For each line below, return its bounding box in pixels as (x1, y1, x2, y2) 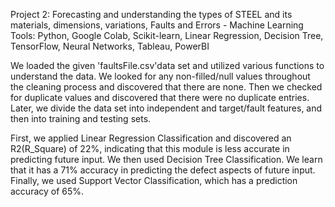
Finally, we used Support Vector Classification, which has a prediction (10, 175, 298, 186)
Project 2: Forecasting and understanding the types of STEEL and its (10, 9, 293, 20)
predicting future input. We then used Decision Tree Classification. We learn (10, 154, 323, 165)
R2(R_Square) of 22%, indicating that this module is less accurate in (10, 143, 290, 154)
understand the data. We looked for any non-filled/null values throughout (10, 70, 311, 82)
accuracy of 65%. (10, 185, 85, 197)
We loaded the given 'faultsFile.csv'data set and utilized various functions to (10, 60, 325, 71)
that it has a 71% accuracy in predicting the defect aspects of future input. (10, 164, 316, 176)
